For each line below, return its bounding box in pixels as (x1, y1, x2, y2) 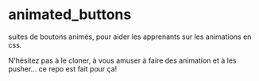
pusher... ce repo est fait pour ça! (8, 64, 118, 73)
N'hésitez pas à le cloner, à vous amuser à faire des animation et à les (8, 56, 237, 65)
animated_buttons (8, 6, 132, 24)
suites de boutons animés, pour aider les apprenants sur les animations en (8, 32, 252, 41)
